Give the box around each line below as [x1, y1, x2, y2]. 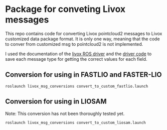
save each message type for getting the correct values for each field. [5, 56, 148, 62]
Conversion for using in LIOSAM [5, 97, 107, 106]
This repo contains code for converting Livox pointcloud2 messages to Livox [5, 30, 163, 36]
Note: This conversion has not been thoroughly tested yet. [5, 111, 125, 117]
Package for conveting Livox [5, 3, 126, 15]
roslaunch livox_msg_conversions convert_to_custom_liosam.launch [5, 120, 146, 125]
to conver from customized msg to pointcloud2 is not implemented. [5, 41, 144, 47]
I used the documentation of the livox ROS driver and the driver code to [5, 51, 152, 57]
